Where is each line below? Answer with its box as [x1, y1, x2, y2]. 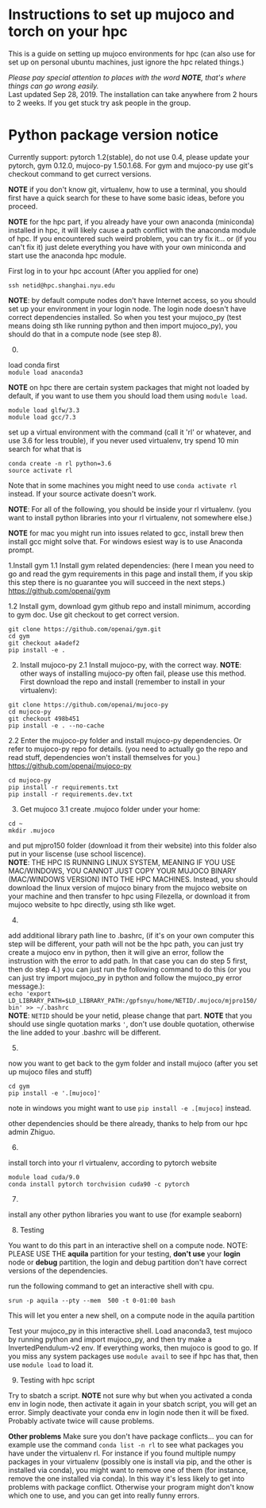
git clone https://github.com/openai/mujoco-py [8, 700, 169, 709]
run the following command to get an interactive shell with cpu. [8, 1281, 214, 1291]
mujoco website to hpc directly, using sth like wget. [8, 899, 176, 909]
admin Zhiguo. [8, 1127, 56, 1136]
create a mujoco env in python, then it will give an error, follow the [8, 947, 225, 957]
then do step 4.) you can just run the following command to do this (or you [8, 964, 252, 974]
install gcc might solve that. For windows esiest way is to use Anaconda [8, 536, 244, 546]
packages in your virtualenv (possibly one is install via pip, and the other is [8, 1456, 253, 1466]
